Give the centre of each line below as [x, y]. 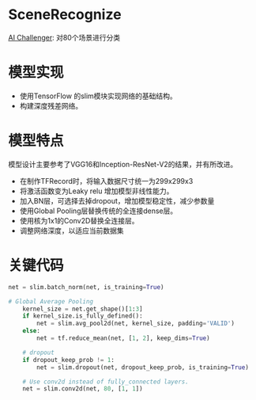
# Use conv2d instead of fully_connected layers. [106, 382]
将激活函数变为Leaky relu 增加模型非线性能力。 [96, 191]
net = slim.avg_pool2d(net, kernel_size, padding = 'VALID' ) [136, 324]
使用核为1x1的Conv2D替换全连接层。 [79, 220]
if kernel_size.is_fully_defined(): [83, 316]
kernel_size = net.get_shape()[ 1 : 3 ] [83, 309]
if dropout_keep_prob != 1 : [68, 360]
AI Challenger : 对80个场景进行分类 [64, 37]
